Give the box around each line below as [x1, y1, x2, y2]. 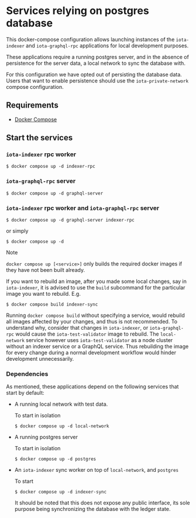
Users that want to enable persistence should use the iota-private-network [6, 77, 189, 84]
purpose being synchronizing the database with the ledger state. [14, 506, 171, 513]
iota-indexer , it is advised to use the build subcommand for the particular [6, 284, 185, 291]
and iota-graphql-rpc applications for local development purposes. [26, 42, 189, 49]
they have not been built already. [6, 267, 85, 274]
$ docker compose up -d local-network [14, 423, 109, 429]
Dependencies [6, 369, 49, 378]
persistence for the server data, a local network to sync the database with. [6, 60, 186, 67]
